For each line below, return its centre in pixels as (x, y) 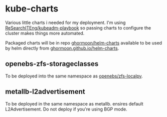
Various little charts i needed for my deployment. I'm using (65, 22)
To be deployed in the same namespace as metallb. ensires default (74, 103)
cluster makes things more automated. (45, 33)
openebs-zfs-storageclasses (52, 64)
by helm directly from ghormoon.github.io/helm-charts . (62, 48)
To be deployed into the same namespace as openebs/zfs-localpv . (74, 76)
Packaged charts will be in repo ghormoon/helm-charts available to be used (83, 42)
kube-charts (32, 9)
